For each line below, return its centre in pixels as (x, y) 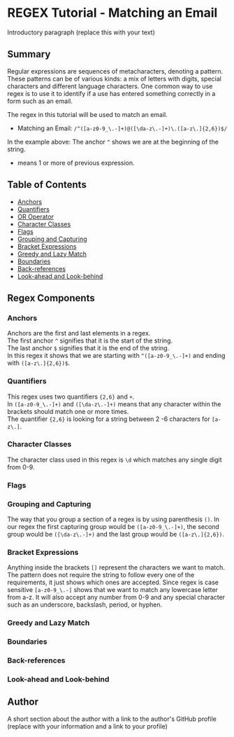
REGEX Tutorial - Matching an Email (112, 13)
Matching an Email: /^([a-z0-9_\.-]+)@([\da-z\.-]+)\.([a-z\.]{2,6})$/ (122, 128)
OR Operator (36, 216)
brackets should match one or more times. (68, 411)
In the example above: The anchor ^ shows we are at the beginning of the (113, 142)
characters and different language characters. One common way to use (110, 86)
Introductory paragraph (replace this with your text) (81, 32)
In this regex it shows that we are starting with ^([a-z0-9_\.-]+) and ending (116, 356)
